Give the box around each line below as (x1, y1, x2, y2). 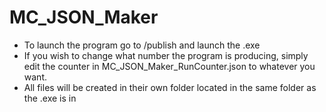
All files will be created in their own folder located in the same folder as (23, 81, 317, 93)
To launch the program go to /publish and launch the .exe (23, 39, 261, 51)
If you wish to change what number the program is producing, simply (23, 49, 309, 61)
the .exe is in (23, 92, 77, 104)
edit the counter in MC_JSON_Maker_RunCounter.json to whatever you (23, 60, 316, 72)
